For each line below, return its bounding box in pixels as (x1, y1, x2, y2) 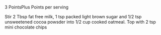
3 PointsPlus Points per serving (4, 4, 69, 10)
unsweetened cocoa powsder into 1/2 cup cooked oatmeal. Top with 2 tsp (4, 19, 156, 25)
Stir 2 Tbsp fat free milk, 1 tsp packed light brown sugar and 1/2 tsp (4, 14, 142, 19)
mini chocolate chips (4, 24, 47, 30)
